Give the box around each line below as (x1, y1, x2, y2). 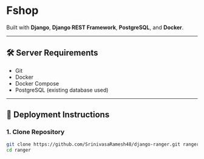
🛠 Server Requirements (6, 48, 98, 58)
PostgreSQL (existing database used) (15, 86, 109, 93)
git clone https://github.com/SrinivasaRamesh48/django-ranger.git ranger (6, 141, 200, 147)
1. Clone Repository (6, 128, 65, 137)
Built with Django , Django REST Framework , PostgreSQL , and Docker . (6, 24, 184, 31)
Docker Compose (15, 79, 59, 87)
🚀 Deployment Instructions (6, 110, 110, 120)
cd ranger (6, 147, 32, 154)
